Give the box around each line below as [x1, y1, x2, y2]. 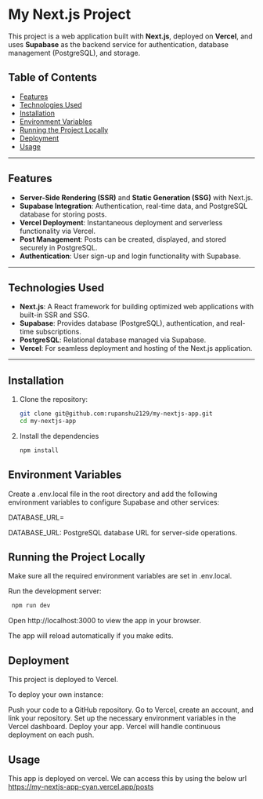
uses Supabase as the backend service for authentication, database [8, 39, 229, 49]
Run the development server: [8, 586, 102, 596]
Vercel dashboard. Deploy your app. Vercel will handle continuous [8, 722, 221, 732]
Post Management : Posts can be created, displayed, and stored [19, 234, 227, 244]
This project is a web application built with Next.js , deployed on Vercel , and [8, 31, 253, 41]
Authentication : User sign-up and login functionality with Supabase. [19, 251, 241, 261]
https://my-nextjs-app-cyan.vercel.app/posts [8, 782, 154, 791]
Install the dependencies [19, 431, 99, 440]
